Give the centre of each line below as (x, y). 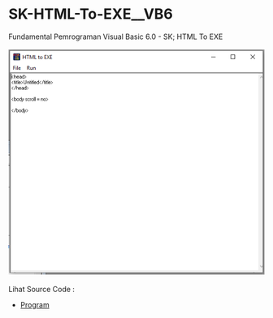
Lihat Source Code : (42, 290)
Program (35, 305)
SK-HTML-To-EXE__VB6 (91, 14)
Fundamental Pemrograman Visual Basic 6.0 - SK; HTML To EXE (116, 37)
